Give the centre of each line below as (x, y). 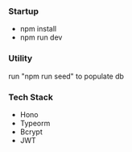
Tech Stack (31, 97)
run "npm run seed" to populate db (66, 76)
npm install (38, 29)
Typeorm (35, 123)
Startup (23, 11)
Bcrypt (31, 132)
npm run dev (41, 37)
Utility (21, 58)
